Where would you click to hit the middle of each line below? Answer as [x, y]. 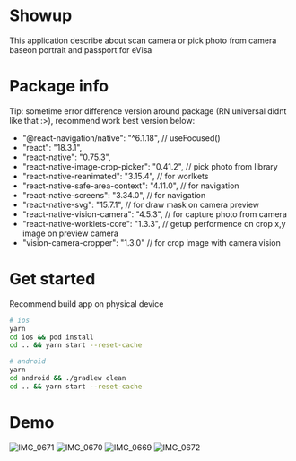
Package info [59, 87]
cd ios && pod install [52, 337]
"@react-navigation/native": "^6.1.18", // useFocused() [122, 138]
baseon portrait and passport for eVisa [81, 49]
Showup [41, 16]
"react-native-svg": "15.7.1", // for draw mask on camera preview [141, 204]
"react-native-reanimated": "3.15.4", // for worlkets [115, 176]
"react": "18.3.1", [52, 147]
